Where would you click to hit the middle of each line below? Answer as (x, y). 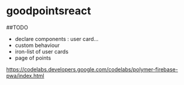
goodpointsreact (49, 11)
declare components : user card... (57, 39)
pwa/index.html (25, 75)
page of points (33, 58)
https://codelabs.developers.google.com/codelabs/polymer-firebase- (92, 69)
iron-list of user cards (42, 51)
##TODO (17, 27)
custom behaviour (37, 45)
